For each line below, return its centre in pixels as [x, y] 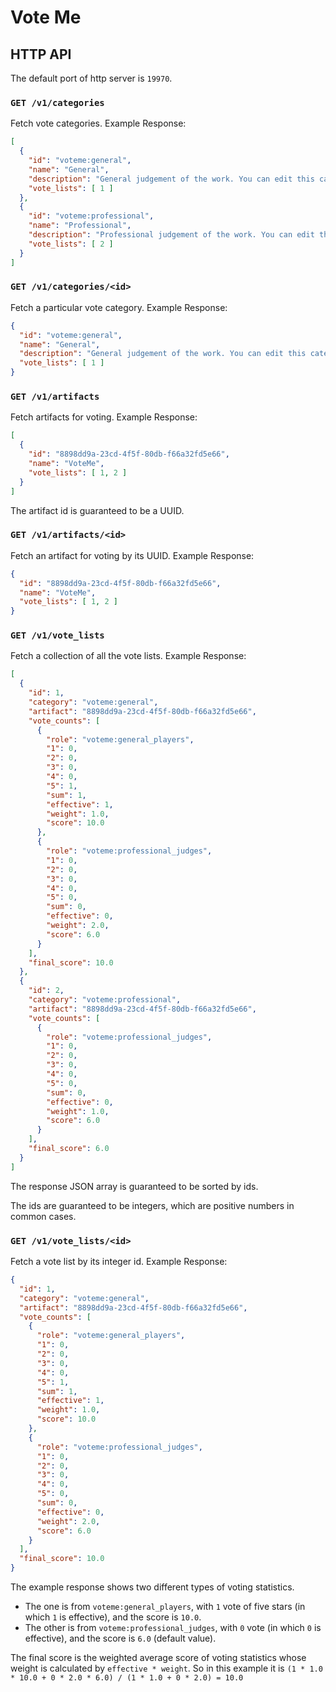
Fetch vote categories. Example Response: [98, 123]
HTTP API [41, 54]
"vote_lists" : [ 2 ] [71, 244]
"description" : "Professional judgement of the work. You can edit [171, 235]
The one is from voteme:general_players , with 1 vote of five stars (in [165, 1607]
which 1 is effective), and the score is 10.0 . [113, 1617]
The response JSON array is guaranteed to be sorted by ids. [134, 1186]
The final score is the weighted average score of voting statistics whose [158, 1658]
